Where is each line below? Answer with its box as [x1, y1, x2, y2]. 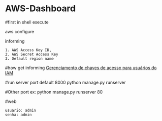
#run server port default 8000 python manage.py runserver [5, 79, 126, 85]
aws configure [5, 28, 34, 34]
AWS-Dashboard [5, 3, 76, 14]
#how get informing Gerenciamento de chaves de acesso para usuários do [5, 65, 157, 71]
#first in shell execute [5, 19, 49, 25]
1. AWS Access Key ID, [5, 48, 52, 52]
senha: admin [5, 112, 32, 117]
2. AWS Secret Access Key [5, 52, 58, 57]
